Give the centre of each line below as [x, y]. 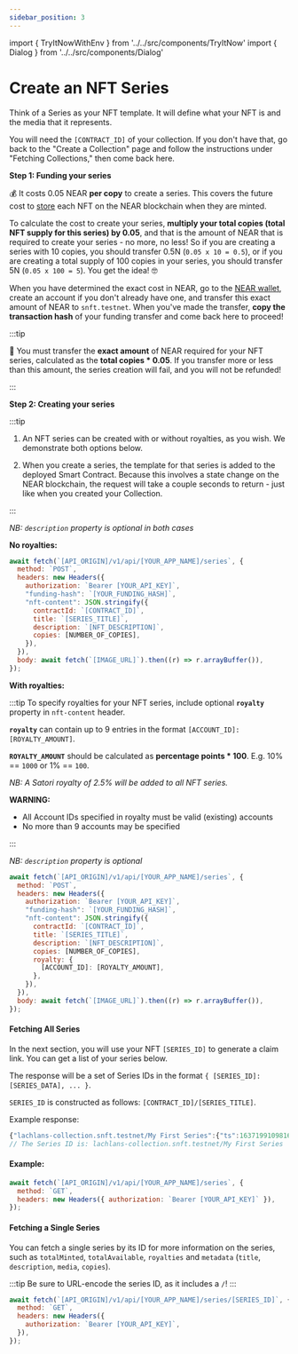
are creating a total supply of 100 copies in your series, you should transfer [146, 261]
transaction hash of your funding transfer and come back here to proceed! [146, 316]
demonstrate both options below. [82, 447]
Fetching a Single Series [55, 1227]
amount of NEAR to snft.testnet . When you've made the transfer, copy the [147, 306]
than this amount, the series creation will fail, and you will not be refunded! [145, 369]
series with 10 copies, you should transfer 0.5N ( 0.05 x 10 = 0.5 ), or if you [146, 251]
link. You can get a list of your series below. [89, 1058]
